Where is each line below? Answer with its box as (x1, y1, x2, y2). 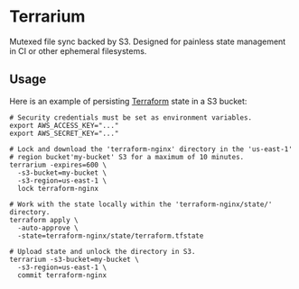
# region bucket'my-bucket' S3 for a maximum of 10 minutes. (9, 152, 245, 161)
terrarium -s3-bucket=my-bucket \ (9, 255, 140, 264)
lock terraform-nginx (17, 184, 99, 193)
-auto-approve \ (17, 223, 79, 232)
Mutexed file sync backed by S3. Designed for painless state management (9, 36, 286, 47)
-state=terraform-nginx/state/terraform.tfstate (17, 231, 204, 240)
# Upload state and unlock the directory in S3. (9, 247, 196, 256)
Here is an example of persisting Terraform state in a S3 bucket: (9, 95, 248, 106)
